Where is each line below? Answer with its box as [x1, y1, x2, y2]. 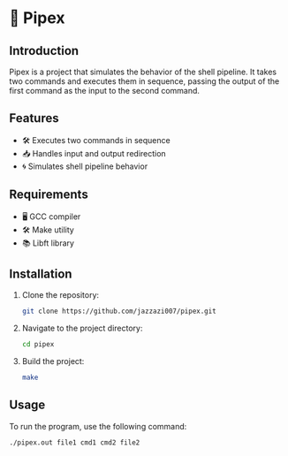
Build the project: [21, 356, 85, 367]
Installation [9, 267, 72, 282]
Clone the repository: [21, 290, 100, 300]
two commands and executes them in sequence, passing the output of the [9, 76, 280, 87]
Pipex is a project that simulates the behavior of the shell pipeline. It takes [9, 66, 277, 77]
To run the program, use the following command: [9, 421, 187, 431]
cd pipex [21, 340, 55, 349]
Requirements [9, 187, 88, 202]
